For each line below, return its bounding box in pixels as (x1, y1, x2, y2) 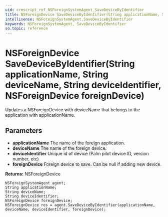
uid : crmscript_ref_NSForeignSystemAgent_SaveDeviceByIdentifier (5, 7, 144, 13)
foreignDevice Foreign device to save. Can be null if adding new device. (12, 161, 161, 167)
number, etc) (12, 156, 39, 162)
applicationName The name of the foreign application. (12, 140, 125, 146)
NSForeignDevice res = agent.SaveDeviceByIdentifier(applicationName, (5, 202, 155, 207)
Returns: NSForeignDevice (5, 171, 61, 177)
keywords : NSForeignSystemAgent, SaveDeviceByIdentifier (5, 21, 126, 27)
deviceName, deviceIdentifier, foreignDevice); (5, 206, 106, 212)
